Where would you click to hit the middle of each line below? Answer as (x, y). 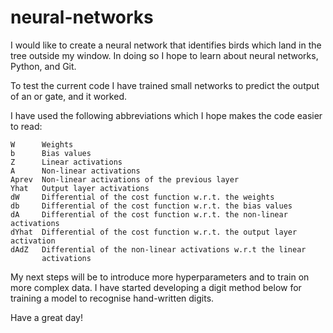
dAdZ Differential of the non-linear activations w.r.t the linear (158, 249)
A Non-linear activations (75, 171)
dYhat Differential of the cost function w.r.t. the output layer (154, 232)
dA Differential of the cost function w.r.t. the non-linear (149, 214)
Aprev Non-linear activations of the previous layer (125, 179)
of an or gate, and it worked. (68, 96)
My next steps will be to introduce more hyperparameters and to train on (160, 277)
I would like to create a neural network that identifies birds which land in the (166, 45)
